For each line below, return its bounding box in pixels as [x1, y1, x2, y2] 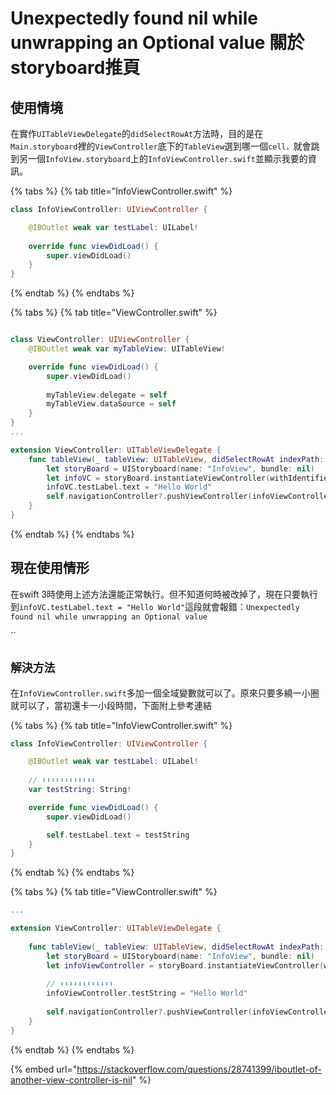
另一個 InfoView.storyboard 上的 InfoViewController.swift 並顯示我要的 [18, 153, 308, 164]
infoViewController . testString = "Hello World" [46, 988, 248, 999]
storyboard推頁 [10, 57, 141, 79]
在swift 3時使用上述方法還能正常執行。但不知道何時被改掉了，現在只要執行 [10, 588, 319, 600]
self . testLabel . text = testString [46, 830, 190, 840]
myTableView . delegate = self [46, 390, 168, 400]
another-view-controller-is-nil [10, 1073, 133, 1086]
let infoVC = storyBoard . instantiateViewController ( [46, 473, 271, 483]
